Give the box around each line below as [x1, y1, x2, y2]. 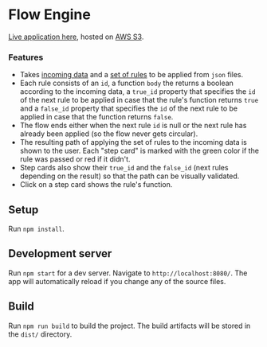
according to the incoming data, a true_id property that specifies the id [19, 87, 256, 96]
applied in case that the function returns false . [19, 112, 174, 122]
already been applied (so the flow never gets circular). [19, 129, 198, 138]
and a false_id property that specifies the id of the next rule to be [19, 103, 238, 113]
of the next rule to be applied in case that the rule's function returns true [19, 96, 259, 105]
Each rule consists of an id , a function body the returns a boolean [19, 78, 234, 88]
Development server [8, 247, 112, 260]
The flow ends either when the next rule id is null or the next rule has [19, 121, 247, 131]
